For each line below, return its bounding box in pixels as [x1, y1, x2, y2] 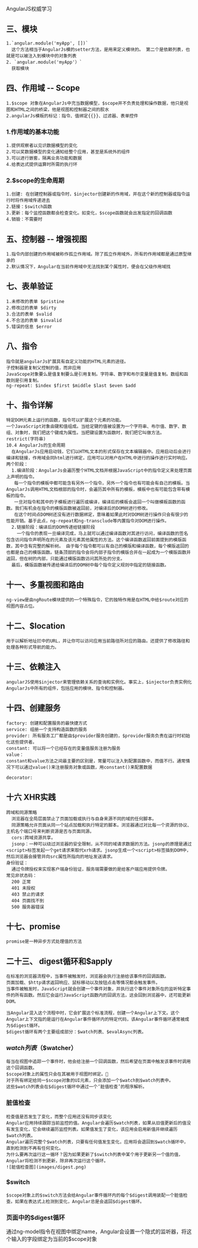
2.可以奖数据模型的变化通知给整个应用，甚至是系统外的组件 [6, 149, 131, 155]
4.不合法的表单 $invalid [6, 317, 62, 323]
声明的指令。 [10, 474, 37, 480]
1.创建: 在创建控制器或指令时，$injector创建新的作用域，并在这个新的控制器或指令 [6, 191, 186, 197]
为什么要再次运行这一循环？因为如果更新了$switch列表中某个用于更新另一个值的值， [6, 1151, 183, 1157]
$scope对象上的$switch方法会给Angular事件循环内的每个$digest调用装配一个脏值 [6, 1192, 183, 1199]
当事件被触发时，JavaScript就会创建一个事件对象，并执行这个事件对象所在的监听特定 [6, 986, 187, 992]
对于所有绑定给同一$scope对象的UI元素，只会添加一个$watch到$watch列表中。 [6, 1078, 174, 1084]
